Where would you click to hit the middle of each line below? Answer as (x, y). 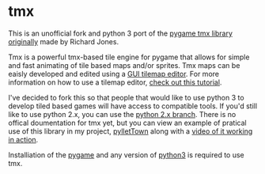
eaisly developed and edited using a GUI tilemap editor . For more (114, 74)
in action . (23, 139)
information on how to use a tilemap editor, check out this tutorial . (115, 82)
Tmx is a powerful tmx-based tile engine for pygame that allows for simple (129, 57)
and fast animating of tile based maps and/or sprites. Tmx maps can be (124, 65)
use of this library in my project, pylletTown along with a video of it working (131, 131)
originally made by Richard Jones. (64, 41)
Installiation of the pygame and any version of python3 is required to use (127, 155)
